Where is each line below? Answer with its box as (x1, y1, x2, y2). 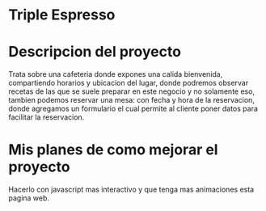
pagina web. (8, 193, 50, 203)
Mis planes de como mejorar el (8, 141, 218, 159)
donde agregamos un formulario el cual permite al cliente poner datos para (8, 103, 259, 114)
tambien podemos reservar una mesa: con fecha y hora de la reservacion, (8, 95, 255, 105)
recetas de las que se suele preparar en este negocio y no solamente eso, (8, 87, 255, 96)
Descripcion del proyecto (8, 43, 182, 61)
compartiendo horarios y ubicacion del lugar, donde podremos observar (8, 78, 249, 88)
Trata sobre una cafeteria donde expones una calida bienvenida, (8, 70, 223, 79)
